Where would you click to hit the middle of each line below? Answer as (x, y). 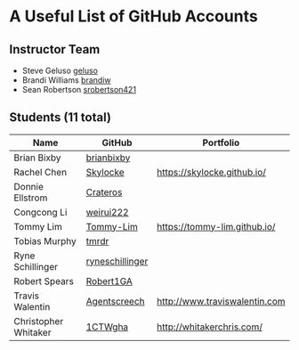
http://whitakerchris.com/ (210, 327)
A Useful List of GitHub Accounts (133, 16)
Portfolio (221, 142)
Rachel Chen (40, 172)
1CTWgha (107, 327)
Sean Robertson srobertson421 (79, 90)
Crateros (104, 191)
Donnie (29, 186)
